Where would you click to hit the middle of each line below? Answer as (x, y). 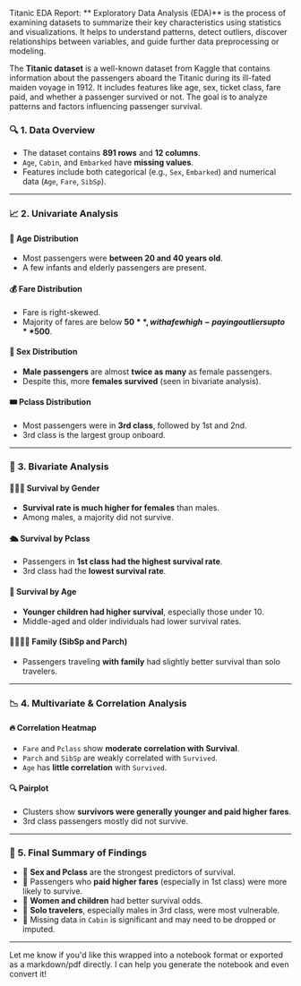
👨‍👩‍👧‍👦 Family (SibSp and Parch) (69, 642)
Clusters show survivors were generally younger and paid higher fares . (157, 812)
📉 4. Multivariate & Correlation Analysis (98, 703)
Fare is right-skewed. (61, 312)
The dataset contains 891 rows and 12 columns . (111, 153)
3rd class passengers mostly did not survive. (105, 821)
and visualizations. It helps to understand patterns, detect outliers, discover (149, 32)
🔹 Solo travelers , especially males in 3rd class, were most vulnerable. (151, 910)
